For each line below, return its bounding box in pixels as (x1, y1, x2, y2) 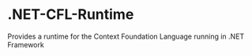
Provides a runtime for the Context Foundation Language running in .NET (7, 32, 245, 41)
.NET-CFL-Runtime (7, 6, 134, 24)
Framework (7, 39, 44, 49)
